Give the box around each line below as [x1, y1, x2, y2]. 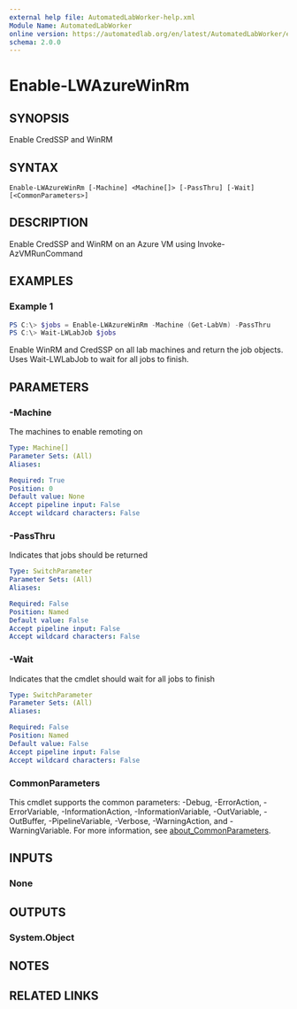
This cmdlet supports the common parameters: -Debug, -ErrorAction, [9, 797, 263, 807]
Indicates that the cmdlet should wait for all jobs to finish [9, 674, 215, 684]
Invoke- [197, 238, 225, 249]
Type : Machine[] [9, 443, 69, 452]
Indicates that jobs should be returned [9, 550, 148, 560]
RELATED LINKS [9, 989, 99, 1004]
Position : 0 [9, 484, 53, 493]
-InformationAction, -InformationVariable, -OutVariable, [61, 806, 263, 817]
